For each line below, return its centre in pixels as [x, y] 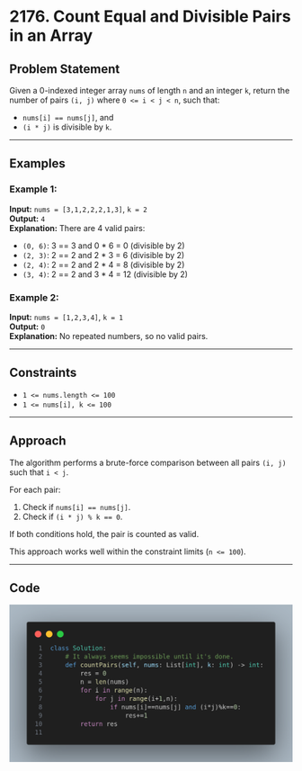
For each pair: [35, 489]
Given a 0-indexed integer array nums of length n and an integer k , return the [150, 90]
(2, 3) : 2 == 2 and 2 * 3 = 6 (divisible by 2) [103, 255]
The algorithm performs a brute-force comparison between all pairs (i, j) [148, 462]
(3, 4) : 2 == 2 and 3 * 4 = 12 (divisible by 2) [105, 274]
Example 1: [33, 189]
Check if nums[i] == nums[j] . [76, 507]
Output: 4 [27, 219]
